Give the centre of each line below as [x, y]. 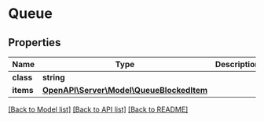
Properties [35, 43]
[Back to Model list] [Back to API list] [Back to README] [98, 109]
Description [237, 64]
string [53, 77]
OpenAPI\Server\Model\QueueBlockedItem [125, 90]
